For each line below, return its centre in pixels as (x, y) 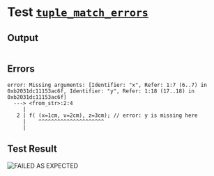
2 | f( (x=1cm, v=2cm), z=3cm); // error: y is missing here (107, 115)
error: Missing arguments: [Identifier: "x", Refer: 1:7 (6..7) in (107, 85)
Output (23, 38)
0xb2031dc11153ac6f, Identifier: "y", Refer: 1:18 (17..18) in (101, 91)
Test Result (32, 149)
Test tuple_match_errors (78, 12)
